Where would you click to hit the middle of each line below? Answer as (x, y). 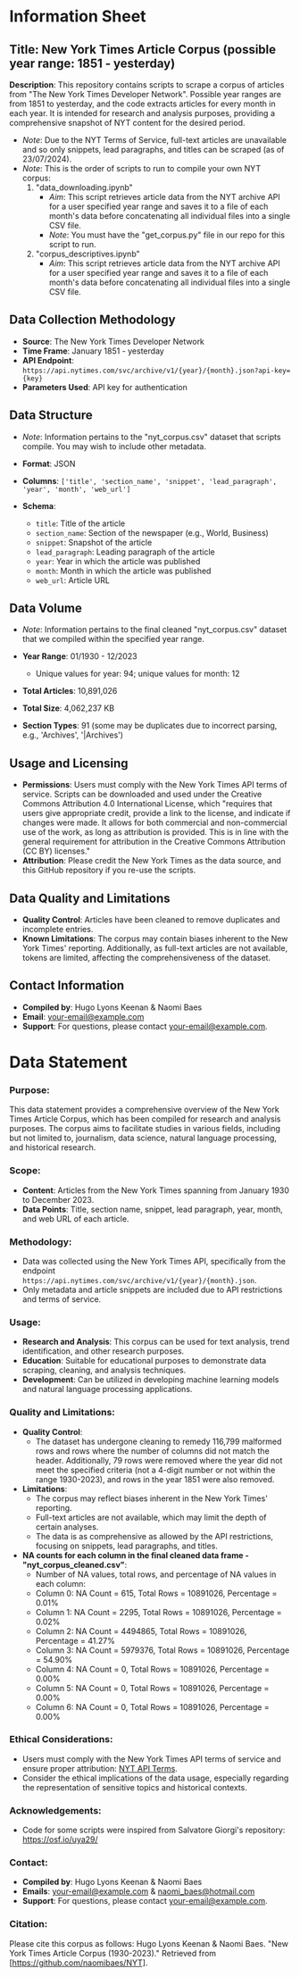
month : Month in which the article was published (123, 571)
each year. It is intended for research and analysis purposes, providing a (142, 113)
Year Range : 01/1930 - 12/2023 (79, 656)
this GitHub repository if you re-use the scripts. (109, 870)
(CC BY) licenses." (56, 851)
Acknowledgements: (55, 1810)
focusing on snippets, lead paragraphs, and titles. (127, 1546)
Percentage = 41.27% (75, 1640)
